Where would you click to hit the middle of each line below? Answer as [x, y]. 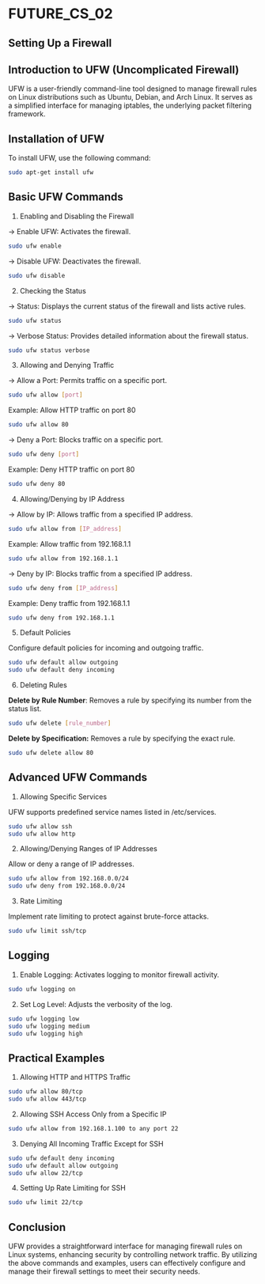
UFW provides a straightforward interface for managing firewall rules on [125, 1246]
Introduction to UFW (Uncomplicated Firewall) [124, 69]
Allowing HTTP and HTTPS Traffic [75, 1078]
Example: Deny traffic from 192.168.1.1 [69, 603]
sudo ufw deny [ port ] [44, 455]
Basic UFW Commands [66, 197]
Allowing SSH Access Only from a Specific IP [93, 1114]
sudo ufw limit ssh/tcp [47, 931]
